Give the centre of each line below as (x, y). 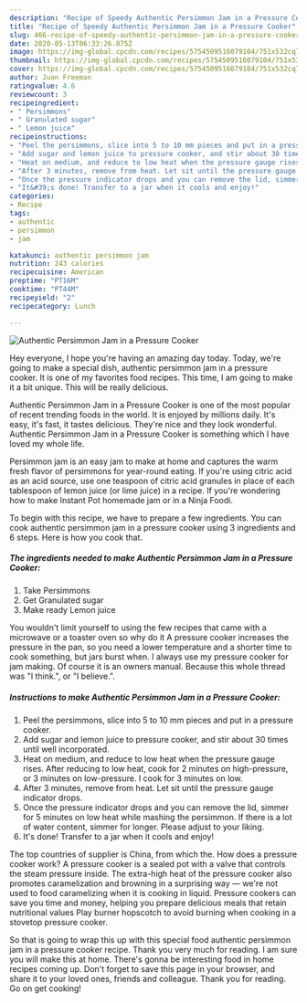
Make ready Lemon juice (69, 610)
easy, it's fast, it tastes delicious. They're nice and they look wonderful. (143, 424)
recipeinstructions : (49, 137)
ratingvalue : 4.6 (42, 86)
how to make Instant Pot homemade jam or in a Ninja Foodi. (121, 500)
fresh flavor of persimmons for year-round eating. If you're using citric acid (151, 470)
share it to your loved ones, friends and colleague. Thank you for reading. (148, 979)
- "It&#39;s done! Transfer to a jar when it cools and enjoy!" (134, 188)
